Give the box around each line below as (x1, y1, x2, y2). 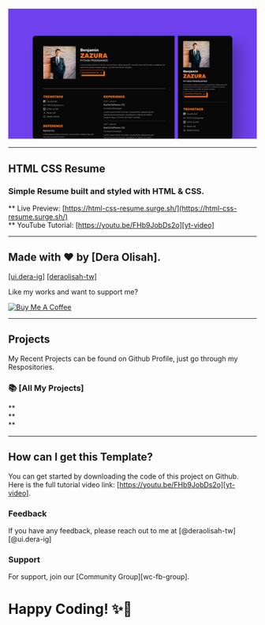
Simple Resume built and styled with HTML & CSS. (8, 185, 205, 196)
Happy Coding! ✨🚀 (8, 600, 132, 618)
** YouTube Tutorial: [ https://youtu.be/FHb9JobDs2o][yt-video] (8, 221, 215, 229)
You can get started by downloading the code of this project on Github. (8, 472, 239, 481)
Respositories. (8, 362, 55, 372)
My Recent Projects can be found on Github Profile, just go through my (8, 354, 238, 363)
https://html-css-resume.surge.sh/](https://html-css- (64, 203, 237, 213)
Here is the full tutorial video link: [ (8, 479, 120, 489)
